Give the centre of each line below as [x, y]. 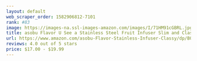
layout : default [26, 11]
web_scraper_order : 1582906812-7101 [51, 17]
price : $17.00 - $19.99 [35, 49]
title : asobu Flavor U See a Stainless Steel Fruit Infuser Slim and [93, 33]
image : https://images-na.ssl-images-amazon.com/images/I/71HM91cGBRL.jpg [99, 28]
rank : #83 [18, 22]
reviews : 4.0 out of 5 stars [42, 44]
